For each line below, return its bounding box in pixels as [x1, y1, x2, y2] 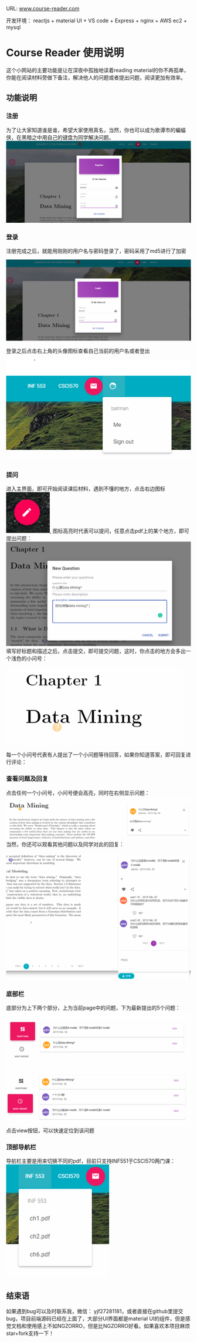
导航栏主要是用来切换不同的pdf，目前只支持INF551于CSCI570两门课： [6, 1157, 176, 1164]
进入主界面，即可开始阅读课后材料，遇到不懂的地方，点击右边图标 [6, 485, 165, 493]
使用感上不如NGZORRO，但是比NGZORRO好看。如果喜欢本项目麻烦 [26, 1322, 191, 1329]
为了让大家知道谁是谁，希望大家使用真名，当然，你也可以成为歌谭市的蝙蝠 [6, 126, 186, 133]
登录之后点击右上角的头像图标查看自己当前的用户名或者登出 [6, 347, 150, 354]
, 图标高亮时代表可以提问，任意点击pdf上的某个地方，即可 [49, 527, 189, 534]
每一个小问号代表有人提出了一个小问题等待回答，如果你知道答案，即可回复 [6, 751, 186, 758]
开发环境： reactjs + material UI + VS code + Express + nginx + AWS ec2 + [6, 17, 188, 24]
